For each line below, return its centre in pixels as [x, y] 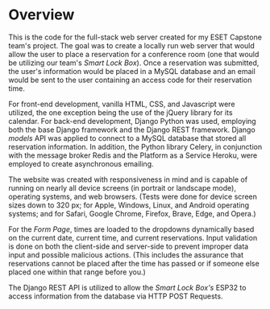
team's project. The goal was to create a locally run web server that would [132, 45]
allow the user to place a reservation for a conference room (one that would [134, 54]
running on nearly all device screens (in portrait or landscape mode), [122, 187]
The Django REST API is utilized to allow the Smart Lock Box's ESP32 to [127, 287]
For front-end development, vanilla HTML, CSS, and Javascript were [122, 104]
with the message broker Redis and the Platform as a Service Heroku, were [133, 155]
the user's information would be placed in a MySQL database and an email [132, 71]
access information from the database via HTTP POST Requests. [116, 296]
